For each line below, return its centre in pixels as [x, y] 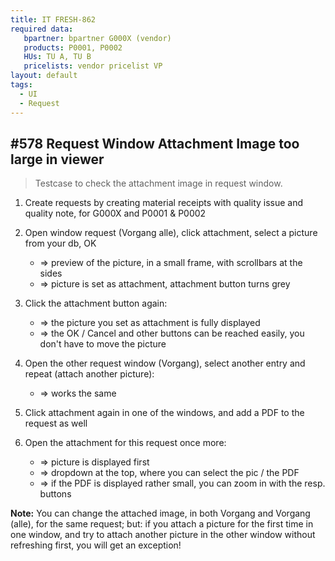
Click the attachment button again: [96, 303]
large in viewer [57, 159]
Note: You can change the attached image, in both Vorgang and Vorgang [160, 513]
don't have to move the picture [103, 344]
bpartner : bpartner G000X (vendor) [97, 38]
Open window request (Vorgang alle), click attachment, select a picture [171, 233]
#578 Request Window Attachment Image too [155, 143]
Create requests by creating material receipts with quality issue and [164, 203]
